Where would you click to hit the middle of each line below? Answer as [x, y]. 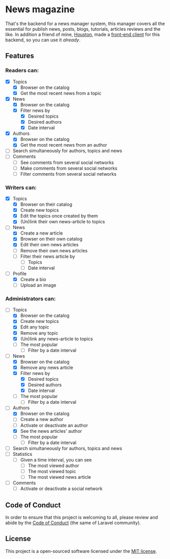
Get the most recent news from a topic [61, 93]
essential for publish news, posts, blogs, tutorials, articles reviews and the [83, 29]
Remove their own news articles [54, 250]
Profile [20, 273]
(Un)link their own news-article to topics [63, 222]
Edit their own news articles [50, 245]
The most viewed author [54, 465]
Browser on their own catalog [51, 239]
